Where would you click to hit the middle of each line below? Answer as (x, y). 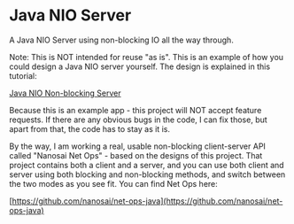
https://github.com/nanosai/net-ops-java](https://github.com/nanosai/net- (147, 201)
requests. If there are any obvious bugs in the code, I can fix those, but (138, 120)
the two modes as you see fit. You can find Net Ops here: (114, 183)
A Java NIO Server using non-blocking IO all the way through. (122, 40)
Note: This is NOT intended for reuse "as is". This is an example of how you (147, 57)
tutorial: (23, 75)
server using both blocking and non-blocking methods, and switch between (147, 174)
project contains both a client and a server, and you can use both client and (147, 165)
